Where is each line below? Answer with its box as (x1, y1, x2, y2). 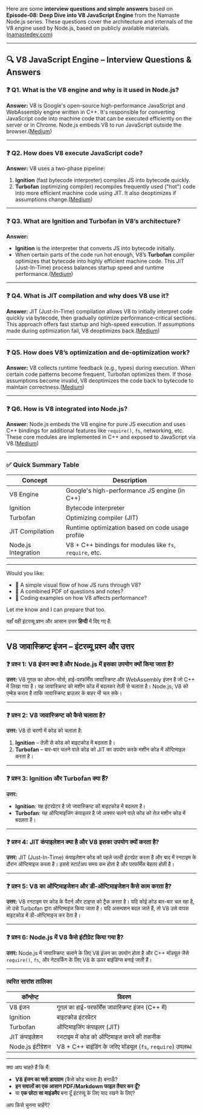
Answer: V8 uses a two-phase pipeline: (6, 165, 106, 172)
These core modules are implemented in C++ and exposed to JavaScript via (6, 433, 196, 441)
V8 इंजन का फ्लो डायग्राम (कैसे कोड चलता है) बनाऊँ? (14, 1076, 118, 1083)
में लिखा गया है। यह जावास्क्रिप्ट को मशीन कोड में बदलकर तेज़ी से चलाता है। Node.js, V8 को (6, 683, 188, 690)
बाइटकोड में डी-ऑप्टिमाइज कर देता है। (6, 912, 81, 919)
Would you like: (6, 570, 45, 577)
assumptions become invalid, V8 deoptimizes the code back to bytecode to (6, 377, 195, 384)
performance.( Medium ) (14, 271, 74, 278)
